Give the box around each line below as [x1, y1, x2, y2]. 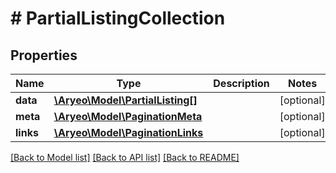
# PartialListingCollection [10, 7, 226, 30]
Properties [10, 47, 78, 64]
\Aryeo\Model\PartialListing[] [53, 93, 198, 107]
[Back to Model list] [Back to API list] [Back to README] [10, 152, 240, 163]
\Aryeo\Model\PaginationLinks [53, 126, 204, 139]
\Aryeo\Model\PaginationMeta [53, 110, 203, 123]
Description [213, 77, 270, 90]
